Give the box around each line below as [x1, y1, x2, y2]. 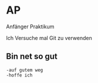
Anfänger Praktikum [6, 23, 55, 30]
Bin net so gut [6, 51, 58, 62]
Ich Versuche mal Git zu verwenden [6, 34, 92, 41]
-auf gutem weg [6, 67, 43, 73]
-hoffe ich [6, 72, 33, 78]
